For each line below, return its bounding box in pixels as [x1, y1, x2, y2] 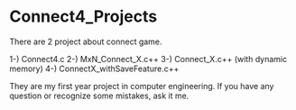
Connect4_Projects [9, 6, 158, 27]
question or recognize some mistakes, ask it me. [9, 90, 190, 101]
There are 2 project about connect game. [9, 36, 162, 47]
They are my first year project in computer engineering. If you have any [9, 80, 274, 91]
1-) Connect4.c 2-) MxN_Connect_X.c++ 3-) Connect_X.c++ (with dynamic [9, 53, 287, 64]
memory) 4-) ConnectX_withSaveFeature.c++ [9, 63, 180, 74]
